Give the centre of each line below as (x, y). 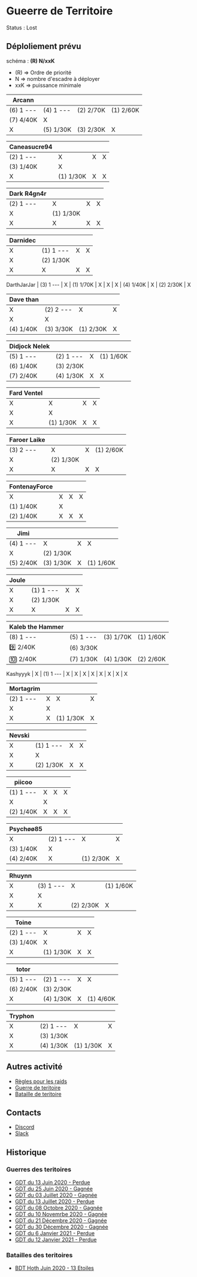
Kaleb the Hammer (37, 627)
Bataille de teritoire (38, 1094)
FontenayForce (31, 486)
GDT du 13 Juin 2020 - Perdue (52, 1182)
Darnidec (22, 240)
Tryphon (22, 1016)
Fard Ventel (26, 393)
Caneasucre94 (31, 147)
